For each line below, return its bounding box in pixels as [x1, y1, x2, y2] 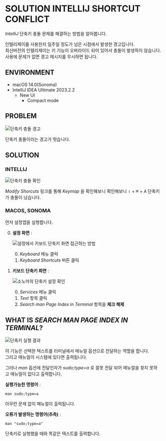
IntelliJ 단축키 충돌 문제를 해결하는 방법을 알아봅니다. [5, 30, 107, 36]
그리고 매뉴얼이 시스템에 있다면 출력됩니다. [5, 354, 88, 360]
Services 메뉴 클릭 [19, 289, 56, 295]
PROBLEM [5, 112, 37, 120]
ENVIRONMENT [5, 68, 55, 77]
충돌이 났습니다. [10, 194, 41, 200]
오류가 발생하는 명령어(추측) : [5, 411, 61, 418]
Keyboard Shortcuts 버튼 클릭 [19, 257, 79, 263]
